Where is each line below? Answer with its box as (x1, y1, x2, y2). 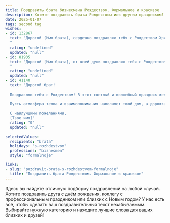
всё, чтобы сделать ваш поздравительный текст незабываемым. (5, 201, 146, 207)
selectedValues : (5, 134, 39, 139)
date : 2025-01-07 (5, 17, 42, 22)
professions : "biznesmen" (10, 148, 65, 153)
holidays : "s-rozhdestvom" (10, 144, 67, 149)
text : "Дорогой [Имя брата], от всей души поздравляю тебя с (10, 59, 142, 64)
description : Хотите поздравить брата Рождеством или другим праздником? (5, 12, 164, 17)
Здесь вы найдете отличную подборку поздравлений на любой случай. (5, 185, 160, 191)
